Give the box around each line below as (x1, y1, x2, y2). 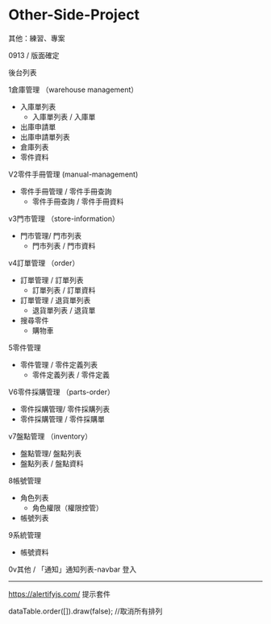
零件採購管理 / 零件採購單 (19, 414, 105, 424)
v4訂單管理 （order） (8, 258, 80, 268)
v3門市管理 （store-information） (8, 214, 119, 223)
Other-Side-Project (8, 6, 140, 24)
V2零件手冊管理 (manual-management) (8, 169, 139, 179)
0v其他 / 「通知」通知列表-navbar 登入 (8, 564, 137, 574)
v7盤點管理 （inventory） (8, 431, 93, 441)
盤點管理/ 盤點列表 (19, 448, 82, 458)
